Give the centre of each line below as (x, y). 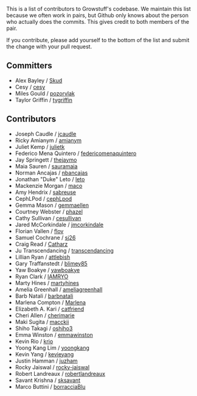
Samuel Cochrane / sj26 (45, 237)
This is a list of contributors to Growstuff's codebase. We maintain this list (99, 9)
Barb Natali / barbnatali (44, 296)
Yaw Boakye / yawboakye (47, 270)
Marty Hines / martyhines (47, 283)
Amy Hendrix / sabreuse (45, 192)
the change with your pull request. (49, 46)
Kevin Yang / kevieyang (44, 354)
